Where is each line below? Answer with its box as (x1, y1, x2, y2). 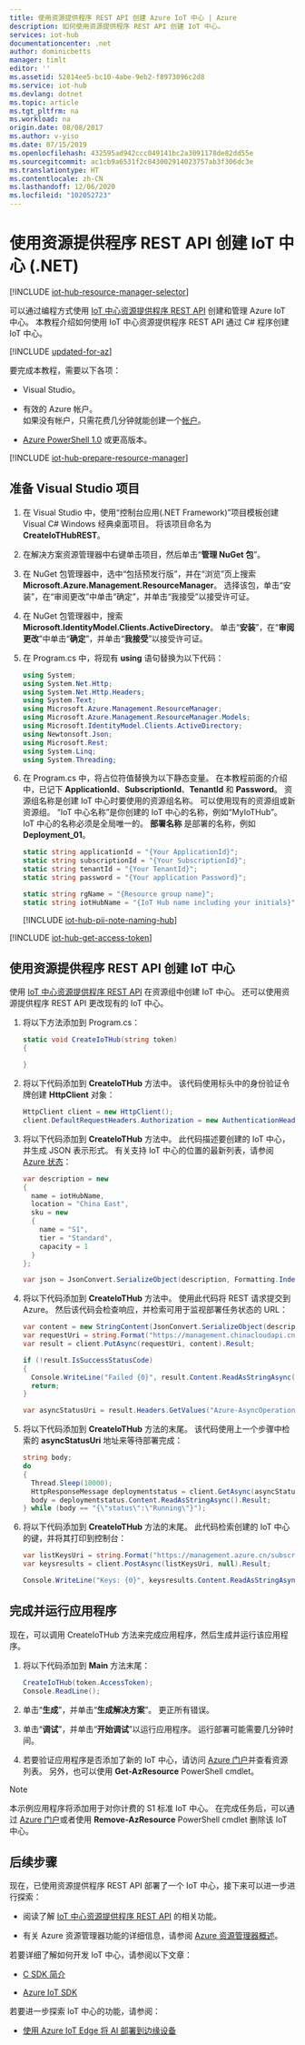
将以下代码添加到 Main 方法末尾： (22, 1659, 151, 1670)
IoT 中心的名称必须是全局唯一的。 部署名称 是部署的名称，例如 (22, 818, 256, 829)
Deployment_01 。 (22, 830, 91, 841)
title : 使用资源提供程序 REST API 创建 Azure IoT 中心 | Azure (9, 13, 238, 23)
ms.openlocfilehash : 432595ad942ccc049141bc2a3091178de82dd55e (9, 148, 254, 157)
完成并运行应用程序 (9, 1603, 117, 1619)
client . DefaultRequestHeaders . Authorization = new (22, 1115, 219, 1124)
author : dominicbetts (9, 47, 92, 56)
